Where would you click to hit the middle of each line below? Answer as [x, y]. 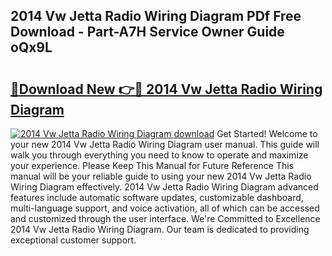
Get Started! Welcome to [267, 133]
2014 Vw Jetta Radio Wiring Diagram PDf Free [156, 16]
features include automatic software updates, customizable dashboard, [157, 197]
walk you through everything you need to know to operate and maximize [159, 155]
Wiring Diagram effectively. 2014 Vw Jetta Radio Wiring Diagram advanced [164, 187]
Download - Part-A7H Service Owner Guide [147, 32]
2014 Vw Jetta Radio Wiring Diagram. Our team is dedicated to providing [160, 229]
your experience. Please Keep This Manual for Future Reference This [152, 165]
